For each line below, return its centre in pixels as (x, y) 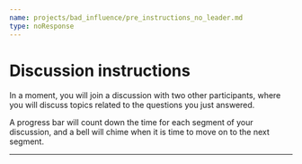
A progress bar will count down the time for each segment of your (131, 123)
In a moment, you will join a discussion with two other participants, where (145, 96)
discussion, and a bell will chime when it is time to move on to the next (139, 132)
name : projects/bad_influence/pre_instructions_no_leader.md (126, 18)
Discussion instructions (100, 71)
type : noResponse (42, 26)
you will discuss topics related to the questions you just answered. (132, 105)
